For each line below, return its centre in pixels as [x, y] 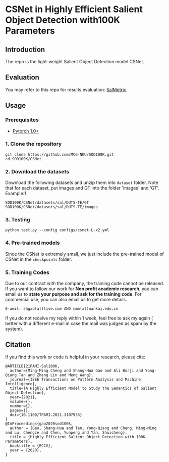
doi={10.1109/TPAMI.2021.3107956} [46, 415]
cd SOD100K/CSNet [23, 159]
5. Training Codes [27, 272]
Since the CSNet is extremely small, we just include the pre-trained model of [84, 254]
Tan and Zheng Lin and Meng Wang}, [56, 375]
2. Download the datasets [37, 171]
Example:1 [16, 194]
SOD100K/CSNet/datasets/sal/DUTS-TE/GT [47, 203]
